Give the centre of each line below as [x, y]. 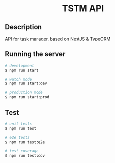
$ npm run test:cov [25, 156]
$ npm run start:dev [26, 84]
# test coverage [22, 151]
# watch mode [19, 79]
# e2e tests [17, 137]
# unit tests [19, 124]
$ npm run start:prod [27, 97]
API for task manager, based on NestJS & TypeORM [58, 39]
